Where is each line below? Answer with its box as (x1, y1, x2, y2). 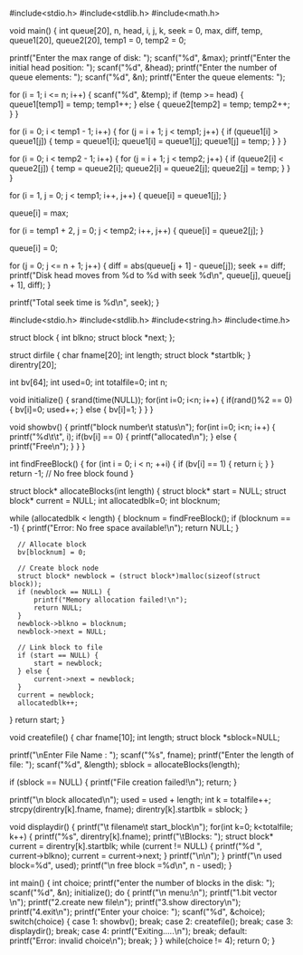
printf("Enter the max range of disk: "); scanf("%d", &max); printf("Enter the (9, 53, 291, 63)
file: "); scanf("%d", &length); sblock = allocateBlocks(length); (9, 759, 241, 769)
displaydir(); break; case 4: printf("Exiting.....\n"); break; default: (9, 926, 248, 936)
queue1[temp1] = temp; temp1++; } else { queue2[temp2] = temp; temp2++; (9, 99, 291, 110)
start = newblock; (33, 659, 103, 668)
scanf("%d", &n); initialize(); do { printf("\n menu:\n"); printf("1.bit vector (9, 887, 278, 898)
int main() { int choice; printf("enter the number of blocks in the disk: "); (9, 878, 276, 888)
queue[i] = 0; (9, 243, 59, 253)
